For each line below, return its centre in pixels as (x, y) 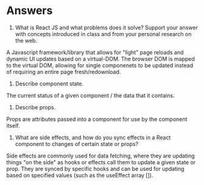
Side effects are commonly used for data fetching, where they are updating (100, 156)
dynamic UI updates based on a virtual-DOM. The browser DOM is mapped (100, 59)
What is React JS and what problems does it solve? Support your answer (106, 27)
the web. (26, 40)
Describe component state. (49, 84)
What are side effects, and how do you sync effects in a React (93, 137)
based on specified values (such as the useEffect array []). (80, 175)
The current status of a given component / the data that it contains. (90, 95)
